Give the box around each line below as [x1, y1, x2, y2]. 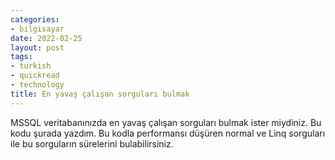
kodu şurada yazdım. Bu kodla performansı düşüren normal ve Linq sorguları [10, 127, 326, 139]
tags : [10, 52, 33, 62]
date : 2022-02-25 [10, 33, 83, 43]
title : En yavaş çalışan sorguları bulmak [10, 89, 190, 99]
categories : [10, 14, 60, 25]
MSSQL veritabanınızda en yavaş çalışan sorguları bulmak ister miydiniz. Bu [10, 116, 322, 128]
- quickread [10, 71, 60, 81]
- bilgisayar [10, 24, 65, 34]
